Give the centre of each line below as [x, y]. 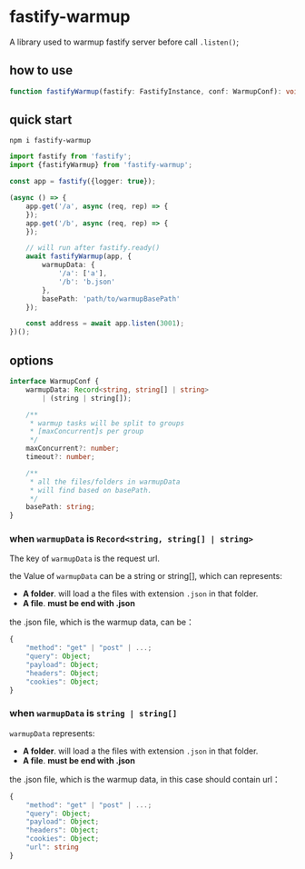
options [32, 360]
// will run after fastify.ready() [93, 248]
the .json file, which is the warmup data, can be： [102, 622]
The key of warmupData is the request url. [85, 559]
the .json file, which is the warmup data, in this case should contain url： [145, 779]
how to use [41, 70]
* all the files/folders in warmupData [105, 482]
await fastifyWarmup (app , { [79, 256]
